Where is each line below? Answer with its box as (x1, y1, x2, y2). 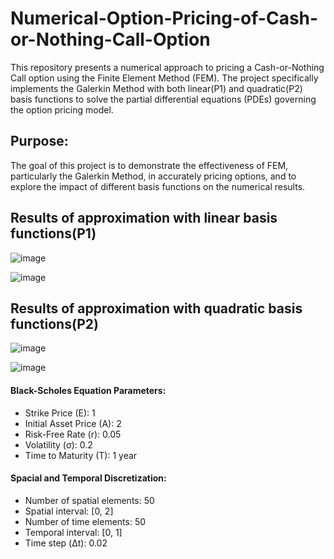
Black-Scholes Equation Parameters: (10, 384, 167, 396)
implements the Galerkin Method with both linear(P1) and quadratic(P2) (10, 82, 303, 94)
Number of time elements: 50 (24, 515, 147, 527)
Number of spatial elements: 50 (24, 494, 155, 506)
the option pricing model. (10, 103, 114, 116)
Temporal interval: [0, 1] (24, 526, 123, 538)
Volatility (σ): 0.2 (24, 438, 93, 451)
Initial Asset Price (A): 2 (24, 417, 122, 429)
